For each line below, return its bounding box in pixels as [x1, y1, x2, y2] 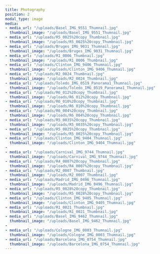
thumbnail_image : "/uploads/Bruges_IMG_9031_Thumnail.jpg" [9, 48, 134, 53]
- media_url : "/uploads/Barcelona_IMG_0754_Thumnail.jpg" [5, 237, 127, 242]
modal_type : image [5, 16, 43, 21]
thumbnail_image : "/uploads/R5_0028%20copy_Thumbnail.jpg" [9, 191, 134, 196]
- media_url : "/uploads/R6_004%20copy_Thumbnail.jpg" [5, 108, 119, 114]
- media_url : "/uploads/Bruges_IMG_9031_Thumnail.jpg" [5, 44, 120, 49]
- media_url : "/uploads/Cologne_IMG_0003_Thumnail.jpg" [5, 228, 122, 233]
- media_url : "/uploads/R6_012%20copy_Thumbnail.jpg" [5, 90, 119, 95]
